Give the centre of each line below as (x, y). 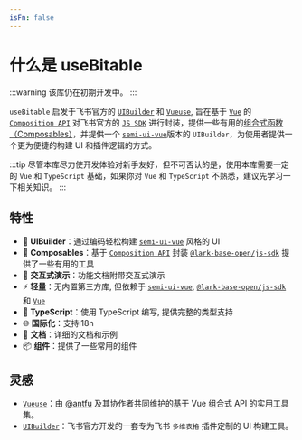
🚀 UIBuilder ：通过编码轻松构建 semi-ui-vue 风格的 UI (121, 241)
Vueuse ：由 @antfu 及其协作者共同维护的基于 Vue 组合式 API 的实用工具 (156, 404)
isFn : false (32, 18)
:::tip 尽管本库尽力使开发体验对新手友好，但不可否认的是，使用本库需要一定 (149, 164)
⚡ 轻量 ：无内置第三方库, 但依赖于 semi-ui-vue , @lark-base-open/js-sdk (154, 286)
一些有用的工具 (66, 264)
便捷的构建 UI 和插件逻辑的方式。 (95, 145)
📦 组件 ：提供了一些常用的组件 (80, 346)
